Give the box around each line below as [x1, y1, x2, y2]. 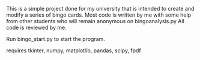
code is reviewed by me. [6, 24, 67, 31]
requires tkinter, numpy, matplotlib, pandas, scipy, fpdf [6, 47, 141, 54]
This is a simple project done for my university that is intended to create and [6, 5, 195, 12]
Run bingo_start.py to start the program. [6, 36, 105, 42]
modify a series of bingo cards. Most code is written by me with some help [6, 11, 191, 18]
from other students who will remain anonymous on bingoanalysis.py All [6, 18, 184, 24]
